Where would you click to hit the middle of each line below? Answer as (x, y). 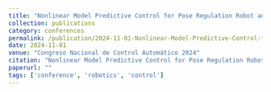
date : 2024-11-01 (38, 46)
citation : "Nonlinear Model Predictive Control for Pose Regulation (126, 61)
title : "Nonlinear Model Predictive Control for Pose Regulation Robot (131, 16)
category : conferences (46, 30)
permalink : (27, 38)
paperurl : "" (30, 68)
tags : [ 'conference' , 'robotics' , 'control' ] (86, 75)
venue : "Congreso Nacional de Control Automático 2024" (104, 53)
